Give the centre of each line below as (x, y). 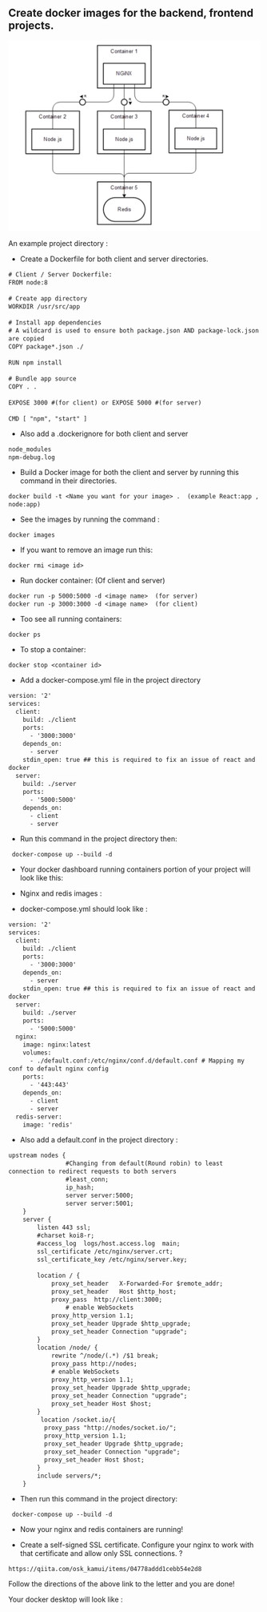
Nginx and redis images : (61, 893)
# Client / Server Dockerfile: (60, 275)
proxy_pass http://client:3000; (106, 1300)
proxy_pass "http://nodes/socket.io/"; (110, 1428)
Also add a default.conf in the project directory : (99, 1140)
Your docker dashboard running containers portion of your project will (135, 869)
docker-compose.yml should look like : (84, 909)
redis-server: (39, 1117)
